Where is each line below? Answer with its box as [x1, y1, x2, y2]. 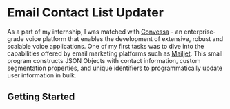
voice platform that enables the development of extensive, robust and [25, 34, 224, 43]
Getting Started [7, 91, 75, 103]
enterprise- [184, 27, 216, 36]
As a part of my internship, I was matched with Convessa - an [7, 27, 183, 36]
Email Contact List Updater [7, 5, 164, 21]
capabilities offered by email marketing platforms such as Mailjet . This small [7, 49, 223, 58]
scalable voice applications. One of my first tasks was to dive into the [7, 42, 204, 50]
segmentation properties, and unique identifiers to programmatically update [7, 64, 223, 72]
